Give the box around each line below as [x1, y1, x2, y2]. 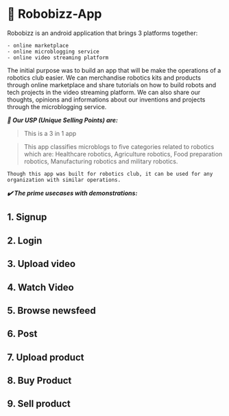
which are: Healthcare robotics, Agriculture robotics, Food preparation [23, 150, 223, 158]
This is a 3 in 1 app [23, 129, 77, 137]
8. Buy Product [7, 375, 72, 386]
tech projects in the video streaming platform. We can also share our [7, 88, 201, 96]
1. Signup [7, 211, 47, 223]
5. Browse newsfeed [7, 305, 96, 316]
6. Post [7, 328, 38, 340]
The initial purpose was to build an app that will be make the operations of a [7, 66, 221, 74]
